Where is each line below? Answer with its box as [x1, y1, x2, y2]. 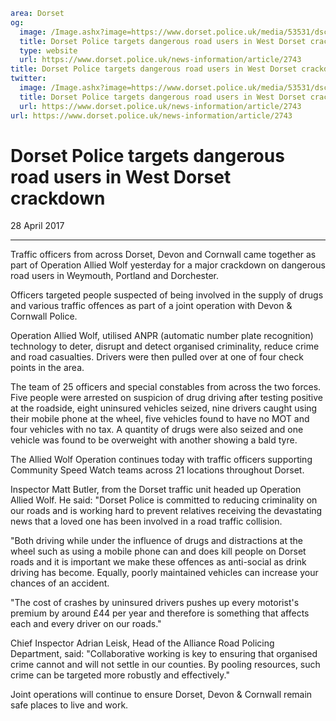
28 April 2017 [10, 220, 65, 232]
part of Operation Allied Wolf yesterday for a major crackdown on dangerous [10, 259, 326, 271]
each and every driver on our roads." [10, 618, 162, 630]
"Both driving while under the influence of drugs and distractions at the [10, 535, 304, 547]
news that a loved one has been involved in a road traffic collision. [10, 515, 283, 528]
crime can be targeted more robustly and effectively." [10, 669, 230, 681]
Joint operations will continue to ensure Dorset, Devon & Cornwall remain [10, 689, 313, 701]
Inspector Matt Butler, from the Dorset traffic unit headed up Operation [10, 484, 302, 496]
